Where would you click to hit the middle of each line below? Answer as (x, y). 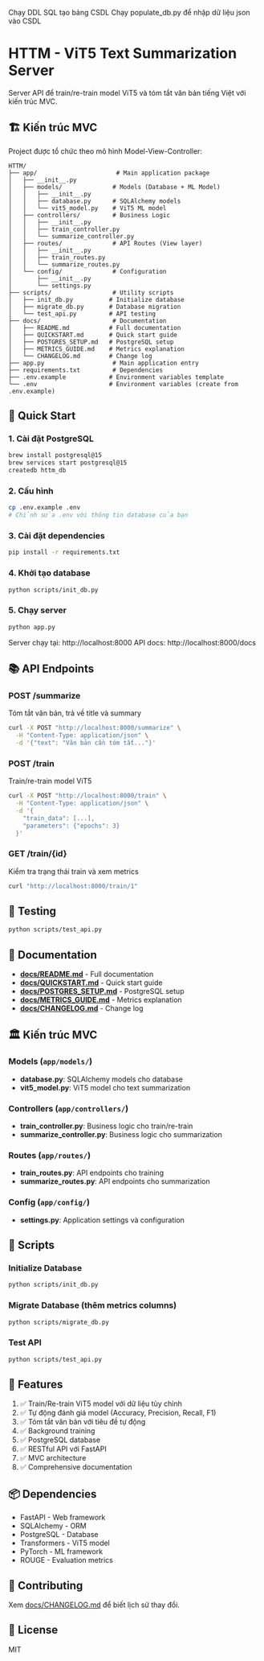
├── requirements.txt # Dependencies (85, 370)
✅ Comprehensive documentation (76, 1467)
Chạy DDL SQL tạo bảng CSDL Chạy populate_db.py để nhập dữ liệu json (129, 12)
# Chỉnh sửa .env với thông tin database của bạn (98, 515)
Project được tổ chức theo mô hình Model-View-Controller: (106, 151)
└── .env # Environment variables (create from (124, 384)
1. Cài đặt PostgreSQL (51, 439)
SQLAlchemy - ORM (53, 1526)
